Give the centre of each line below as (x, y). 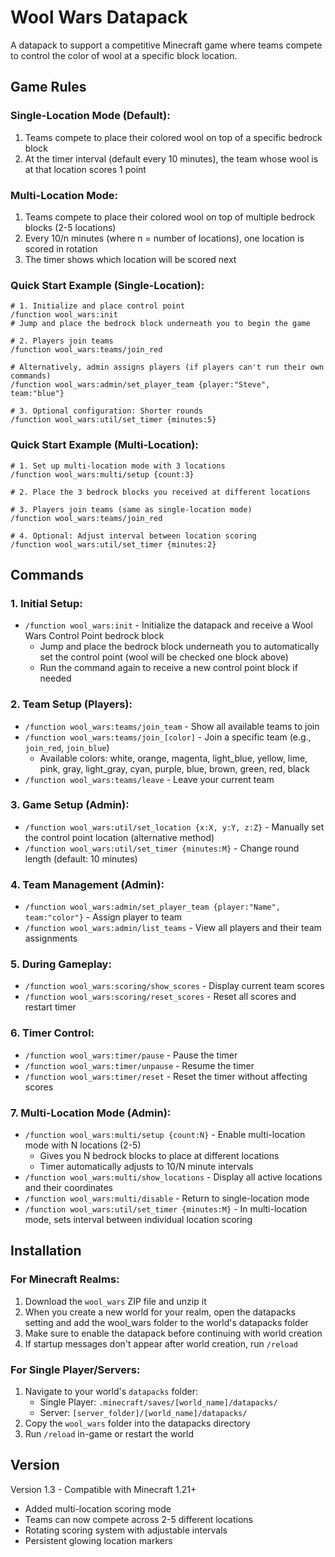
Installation (46, 1251)
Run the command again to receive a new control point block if (168, 668)
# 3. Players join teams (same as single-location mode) (131, 509)
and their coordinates (68, 1187)
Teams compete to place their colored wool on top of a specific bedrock (173, 137)
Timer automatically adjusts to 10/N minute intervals (146, 1166)
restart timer (50, 1007)
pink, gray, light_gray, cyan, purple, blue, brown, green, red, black (174, 768)
